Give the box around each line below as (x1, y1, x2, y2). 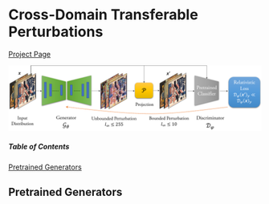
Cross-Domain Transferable (8, 6, 198, 24)
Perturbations (8, 22, 104, 41)
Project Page (8, 49, 51, 59)
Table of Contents (8, 142, 70, 152)
